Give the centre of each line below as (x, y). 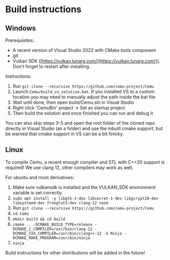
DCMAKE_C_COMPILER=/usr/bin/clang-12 (53, 229)
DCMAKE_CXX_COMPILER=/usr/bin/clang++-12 (57, 233)
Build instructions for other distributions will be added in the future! (75, 252)
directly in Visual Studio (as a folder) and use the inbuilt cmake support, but (84, 128)
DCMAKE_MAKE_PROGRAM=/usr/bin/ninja (51, 238)
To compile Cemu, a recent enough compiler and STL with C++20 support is (85, 162)
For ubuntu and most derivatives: (40, 177)
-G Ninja (113, 233)
